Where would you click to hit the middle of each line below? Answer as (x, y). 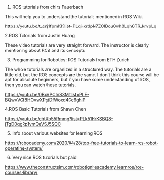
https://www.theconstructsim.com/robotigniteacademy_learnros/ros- (75, 167)
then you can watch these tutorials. (41, 85)
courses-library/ (21, 172)
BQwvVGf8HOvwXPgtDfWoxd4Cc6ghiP (45, 100)
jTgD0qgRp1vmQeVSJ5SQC (33, 124)
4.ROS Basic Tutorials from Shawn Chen (46, 109)
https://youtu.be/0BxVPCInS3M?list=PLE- (47, 94)
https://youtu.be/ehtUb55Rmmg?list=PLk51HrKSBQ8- (59, 119)
